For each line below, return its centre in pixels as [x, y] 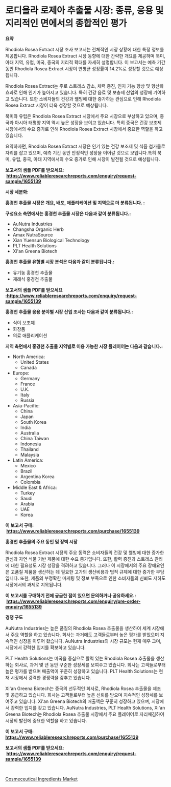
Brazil [26, 471]
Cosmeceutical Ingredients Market [42, 779]
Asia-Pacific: [26, 405]
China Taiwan [35, 438]
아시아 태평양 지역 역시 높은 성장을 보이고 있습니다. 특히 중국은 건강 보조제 [88, 122]
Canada [29, 367]
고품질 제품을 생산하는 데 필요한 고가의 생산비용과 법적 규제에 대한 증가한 [83, 572]
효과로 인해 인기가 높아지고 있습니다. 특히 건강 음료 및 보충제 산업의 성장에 [79, 92]
